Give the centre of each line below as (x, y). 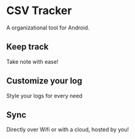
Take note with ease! (32, 61)
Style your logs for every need (44, 96)
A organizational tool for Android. (48, 28)
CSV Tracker (39, 11)
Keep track (27, 47)
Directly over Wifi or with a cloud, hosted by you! (68, 130)
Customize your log (44, 81)
